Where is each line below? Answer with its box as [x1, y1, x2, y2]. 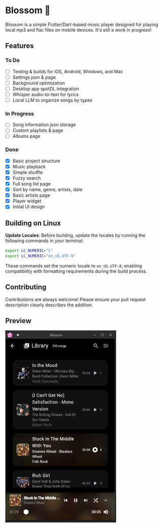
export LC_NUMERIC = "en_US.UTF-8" [5, 254, 76, 259]
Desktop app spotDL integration [12, 85, 79, 92]
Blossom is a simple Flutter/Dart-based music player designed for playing [5, 21, 158, 27]
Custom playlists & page [12, 127, 63, 134]
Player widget [12, 198, 42, 204]
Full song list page [12, 181, 51, 187]
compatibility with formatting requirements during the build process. [5, 268, 147, 274]
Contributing [5, 283, 47, 291]
